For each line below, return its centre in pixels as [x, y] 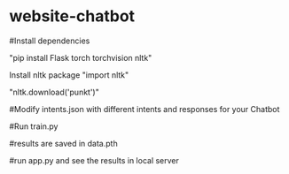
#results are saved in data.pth [63, 143]
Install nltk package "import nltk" [69, 75]
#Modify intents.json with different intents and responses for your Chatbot [144, 109]
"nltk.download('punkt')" [54, 92]
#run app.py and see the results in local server [94, 160]
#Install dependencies [50, 41]
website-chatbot [72, 16]
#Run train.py [34, 126]
